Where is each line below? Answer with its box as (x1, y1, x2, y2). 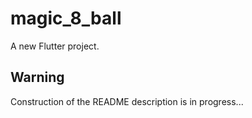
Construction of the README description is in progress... (10, 95, 244, 107)
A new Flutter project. (10, 40, 100, 52)
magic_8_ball (10, 7, 122, 30)
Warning (10, 69, 65, 86)
